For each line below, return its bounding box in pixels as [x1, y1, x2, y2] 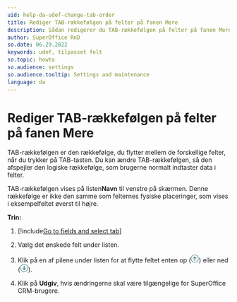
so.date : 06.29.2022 [7, 41, 68, 49]
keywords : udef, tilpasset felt [7, 49, 102, 56]
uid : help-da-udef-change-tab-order [7, 11, 115, 18]
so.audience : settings [7, 64, 74, 71]
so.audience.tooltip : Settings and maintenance [7, 71, 150, 78]
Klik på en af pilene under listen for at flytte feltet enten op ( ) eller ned [17, 256, 229, 265]
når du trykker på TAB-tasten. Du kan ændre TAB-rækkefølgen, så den [7, 156, 212, 164]
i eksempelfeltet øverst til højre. [7, 199, 99, 208]
